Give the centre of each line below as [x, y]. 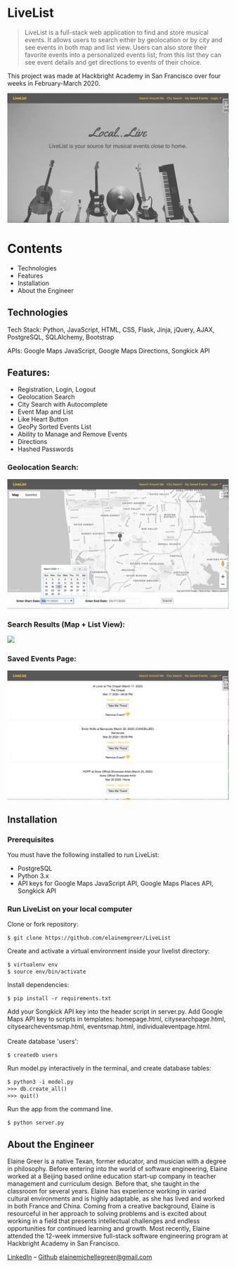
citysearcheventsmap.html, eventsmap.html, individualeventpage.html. [110, 1026]
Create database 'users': [43, 1042]
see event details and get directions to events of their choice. [113, 62]
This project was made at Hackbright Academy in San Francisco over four [114, 76]
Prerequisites [31, 839]
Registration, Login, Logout [57, 390]
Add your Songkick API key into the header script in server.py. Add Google [115, 1012]
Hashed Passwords [45, 449]
